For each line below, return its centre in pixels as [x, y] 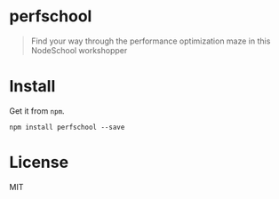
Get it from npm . [37, 111]
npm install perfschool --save [67, 127]
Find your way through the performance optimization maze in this [151, 41]
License [39, 163]
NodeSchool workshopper [79, 50]
